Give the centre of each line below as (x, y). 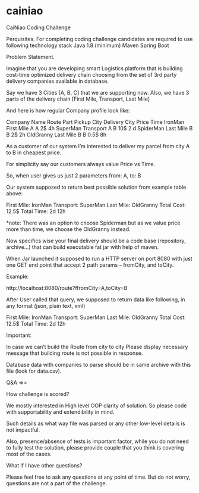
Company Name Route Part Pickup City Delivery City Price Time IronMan (95, 122)
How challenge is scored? (38, 394)
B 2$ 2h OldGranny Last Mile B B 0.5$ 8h (56, 135)
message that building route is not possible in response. (75, 353)
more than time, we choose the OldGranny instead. (68, 229)
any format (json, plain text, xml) (46, 305)
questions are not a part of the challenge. (57, 483)
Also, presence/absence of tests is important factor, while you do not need (97, 441)
